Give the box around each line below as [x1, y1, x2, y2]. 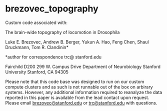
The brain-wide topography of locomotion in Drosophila [5, 29, 120, 35]
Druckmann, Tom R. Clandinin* [5, 44, 69, 50]
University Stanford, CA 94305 [5, 68, 69, 75]
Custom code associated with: [5, 19, 68, 25]
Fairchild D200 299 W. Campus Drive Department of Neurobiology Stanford [5, 63, 161, 69]
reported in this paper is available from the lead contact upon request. [5, 94, 149, 100]
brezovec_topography [5, 3, 98, 14]
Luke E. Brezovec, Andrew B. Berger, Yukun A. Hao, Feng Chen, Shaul [5, 38, 149, 45]
